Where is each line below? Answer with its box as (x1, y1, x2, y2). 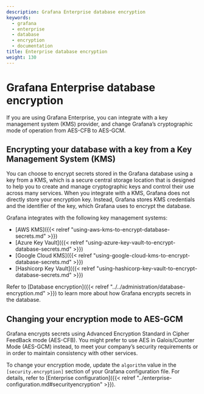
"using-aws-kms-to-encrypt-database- (71, 226, 171, 234)
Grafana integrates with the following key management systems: (6, 214, 167, 221)
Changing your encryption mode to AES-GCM (6, 313, 183, 324)
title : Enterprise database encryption (6, 49, 108, 55)
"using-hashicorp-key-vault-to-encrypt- (96, 265, 198, 272)
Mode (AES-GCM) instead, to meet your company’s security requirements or (6, 343, 199, 351)
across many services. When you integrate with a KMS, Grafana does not (6, 190, 190, 197)
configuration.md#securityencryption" (6, 381, 103, 388)
